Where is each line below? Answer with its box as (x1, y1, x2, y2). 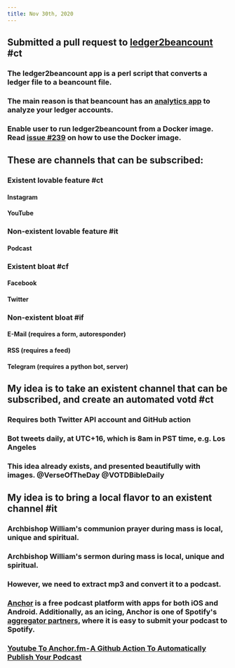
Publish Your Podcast (7, 652, 82, 662)
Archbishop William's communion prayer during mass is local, (7, 524, 223, 534)
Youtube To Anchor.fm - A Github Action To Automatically (7, 643, 207, 653)
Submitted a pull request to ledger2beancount (7, 37, 213, 49)
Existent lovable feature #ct (7, 175, 104, 185)
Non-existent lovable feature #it (7, 227, 119, 237)
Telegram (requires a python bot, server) (7, 362, 128, 370)
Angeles (7, 442, 36, 452)
